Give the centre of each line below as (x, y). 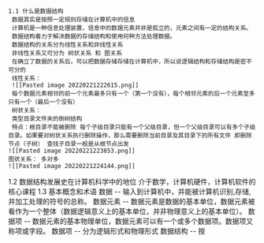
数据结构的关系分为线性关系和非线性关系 (67, 45)
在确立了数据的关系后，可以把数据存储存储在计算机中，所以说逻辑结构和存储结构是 (126, 62)
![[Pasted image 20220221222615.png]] (75, 85)
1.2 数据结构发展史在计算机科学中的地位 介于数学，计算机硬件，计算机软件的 (132, 181)
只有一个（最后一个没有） (43, 102)
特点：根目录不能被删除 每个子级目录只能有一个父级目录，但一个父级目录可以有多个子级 (134, 127)
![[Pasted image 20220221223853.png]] (72, 151)
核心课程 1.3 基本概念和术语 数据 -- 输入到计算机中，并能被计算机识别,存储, (130, 191)
